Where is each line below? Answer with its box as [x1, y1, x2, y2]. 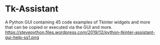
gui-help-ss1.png [5, 34, 39, 40]
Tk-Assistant [5, 3, 59, 14]
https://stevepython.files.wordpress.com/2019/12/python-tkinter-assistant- [5, 29, 156, 35]
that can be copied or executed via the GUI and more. [5, 24, 113, 30]
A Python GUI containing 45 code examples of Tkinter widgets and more [5, 19, 151, 25]
